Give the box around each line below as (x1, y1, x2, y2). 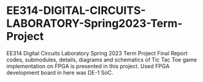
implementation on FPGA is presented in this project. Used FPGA (6, 62, 170, 70)
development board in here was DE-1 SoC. (6, 69, 113, 76)
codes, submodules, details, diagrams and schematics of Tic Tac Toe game (6, 56, 197, 63)
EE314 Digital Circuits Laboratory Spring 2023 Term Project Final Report (6, 49, 188, 56)
